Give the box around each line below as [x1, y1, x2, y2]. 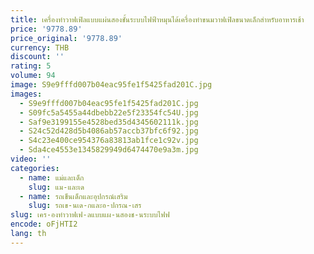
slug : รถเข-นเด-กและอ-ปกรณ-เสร [28, 201, 142, 211]
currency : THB [10, 42, 70, 53]
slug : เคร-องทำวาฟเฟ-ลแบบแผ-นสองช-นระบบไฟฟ [10, 210, 170, 220]
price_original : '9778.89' [10, 33, 123, 43]
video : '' [10, 154, 52, 164]
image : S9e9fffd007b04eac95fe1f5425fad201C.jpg [10, 80, 213, 90]
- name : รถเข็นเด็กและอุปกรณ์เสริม [19, 191, 128, 201]
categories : [10, 163, 60, 173]
